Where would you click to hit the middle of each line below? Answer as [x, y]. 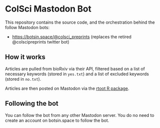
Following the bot [32, 104]
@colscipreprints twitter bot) [40, 42]
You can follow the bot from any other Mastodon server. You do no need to [80, 115]
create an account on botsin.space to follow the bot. [57, 120]
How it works [25, 57]
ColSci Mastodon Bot [48, 9]
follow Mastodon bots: [27, 27]
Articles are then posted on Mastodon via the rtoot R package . [67, 88]
